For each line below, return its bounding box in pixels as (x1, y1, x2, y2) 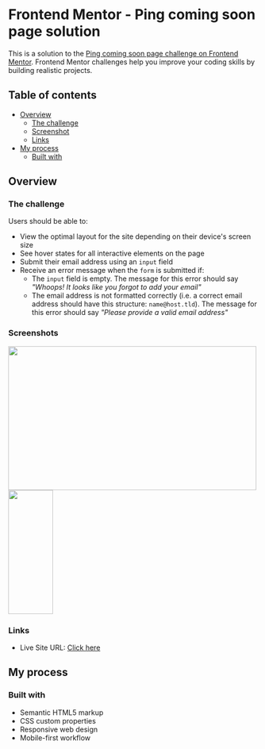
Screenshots (8, 328, 59, 339)
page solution (8, 22, 101, 40)
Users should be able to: (8, 217, 89, 226)
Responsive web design (19, 724, 98, 734)
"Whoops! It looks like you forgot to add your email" (31, 282, 202, 292)
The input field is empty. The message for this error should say (31, 274, 239, 283)
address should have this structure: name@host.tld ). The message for (31, 299, 258, 309)
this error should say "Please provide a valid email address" (31, 308, 229, 317)
